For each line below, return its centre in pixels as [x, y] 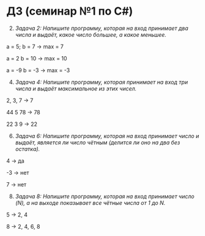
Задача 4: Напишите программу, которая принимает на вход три [102, 82]
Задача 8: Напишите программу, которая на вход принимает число [105, 196]
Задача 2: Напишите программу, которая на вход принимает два [102, 28]
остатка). [28, 149]
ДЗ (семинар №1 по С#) [70, 11]
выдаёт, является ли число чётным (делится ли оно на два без [98, 142]
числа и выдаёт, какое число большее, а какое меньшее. [91, 34]
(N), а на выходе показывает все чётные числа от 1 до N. [90, 202]
